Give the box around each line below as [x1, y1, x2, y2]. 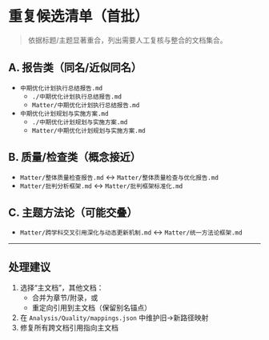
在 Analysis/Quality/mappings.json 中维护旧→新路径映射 [19, 313, 209, 322]
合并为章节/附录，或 [31, 293, 98, 302]
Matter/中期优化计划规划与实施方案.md [31, 126, 146, 134]
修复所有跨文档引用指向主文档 [19, 323, 118, 333]
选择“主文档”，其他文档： [19, 283, 104, 293]
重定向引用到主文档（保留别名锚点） [31, 303, 152, 313]
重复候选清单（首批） [8, 7, 150, 26]
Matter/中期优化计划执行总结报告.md [31, 101, 140, 109]
